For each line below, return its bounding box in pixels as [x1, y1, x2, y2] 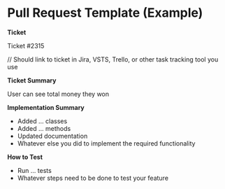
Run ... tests [17, 166, 52, 174]
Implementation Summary [7, 103, 85, 111]
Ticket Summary [7, 76, 57, 85]
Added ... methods [17, 124, 71, 132]
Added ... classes [17, 117, 68, 125]
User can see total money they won [7, 90, 110, 98]
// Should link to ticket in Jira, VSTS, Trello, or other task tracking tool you [7, 55, 219, 64]
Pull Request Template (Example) [7, 5, 203, 21]
